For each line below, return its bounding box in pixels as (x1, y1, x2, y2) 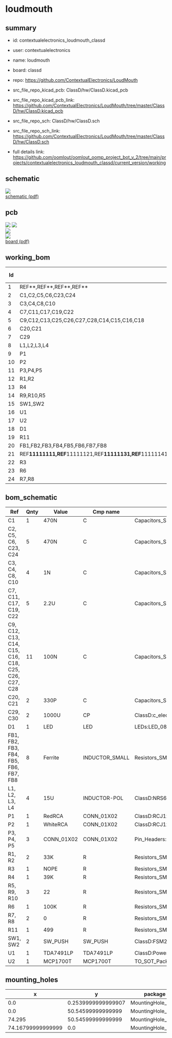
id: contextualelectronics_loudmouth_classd (12, 37, 105, 43)
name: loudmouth (12, 57, 50, 63)
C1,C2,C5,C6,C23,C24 (19, 292, 76, 299)
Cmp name (93, 508, 120, 516)
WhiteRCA (43, 821, 68, 828)
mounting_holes (5, 975, 58, 984)
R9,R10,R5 (19, 392, 46, 399)
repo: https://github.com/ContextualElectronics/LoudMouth (12, 77, 138, 83)
